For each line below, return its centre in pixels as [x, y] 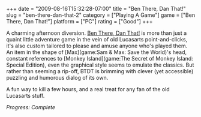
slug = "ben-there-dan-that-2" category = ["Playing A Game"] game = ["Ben [101, 15]
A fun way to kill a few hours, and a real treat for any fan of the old [88, 89]
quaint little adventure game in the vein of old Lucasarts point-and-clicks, [97, 39]
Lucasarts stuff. [25, 96]
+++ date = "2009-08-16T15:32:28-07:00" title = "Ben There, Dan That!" [96, 9]
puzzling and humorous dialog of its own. [57, 78]
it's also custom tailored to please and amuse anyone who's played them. [97, 46]
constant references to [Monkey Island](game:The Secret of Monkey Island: [100, 58]
